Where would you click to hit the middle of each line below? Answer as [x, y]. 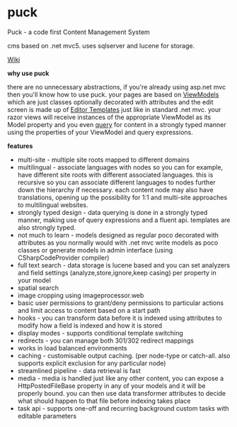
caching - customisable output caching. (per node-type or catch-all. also [124, 355]
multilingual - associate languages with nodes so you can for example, [120, 167]
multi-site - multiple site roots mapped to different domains [103, 160]
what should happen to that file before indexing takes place [104, 401]
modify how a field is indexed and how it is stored [90, 325]
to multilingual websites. [53, 205]
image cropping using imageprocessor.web [81, 295]
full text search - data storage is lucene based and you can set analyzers [124, 265]
